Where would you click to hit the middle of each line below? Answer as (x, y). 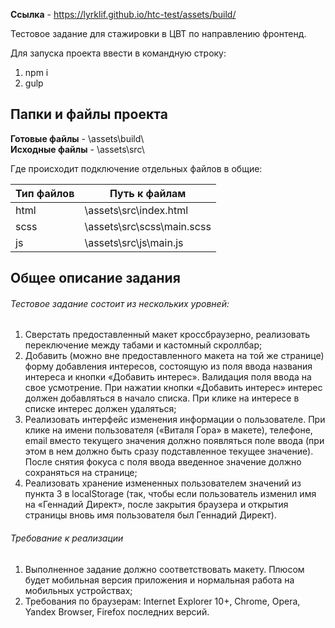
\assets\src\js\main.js (134, 242)
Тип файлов (45, 193)
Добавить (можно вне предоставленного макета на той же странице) (174, 356)
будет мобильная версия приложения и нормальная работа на (159, 580)
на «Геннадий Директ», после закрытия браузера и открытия (156, 505)
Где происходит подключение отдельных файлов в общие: (136, 168)
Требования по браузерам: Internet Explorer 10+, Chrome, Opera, (162, 601)
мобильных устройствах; (78, 590)
